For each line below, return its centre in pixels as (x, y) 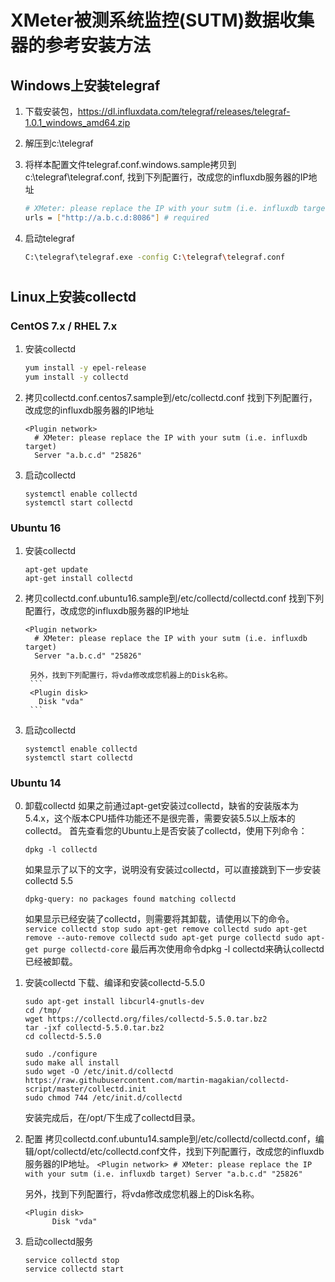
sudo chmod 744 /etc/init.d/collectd (103, 1098)
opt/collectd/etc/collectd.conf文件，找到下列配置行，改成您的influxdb (180, 1152)
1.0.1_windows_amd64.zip (77, 122)
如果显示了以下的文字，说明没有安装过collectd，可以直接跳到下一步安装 (173, 870)
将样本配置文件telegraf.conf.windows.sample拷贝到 (130, 164)
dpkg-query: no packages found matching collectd (130, 899)
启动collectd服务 (59, 1242)
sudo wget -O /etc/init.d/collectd (99, 1072)
